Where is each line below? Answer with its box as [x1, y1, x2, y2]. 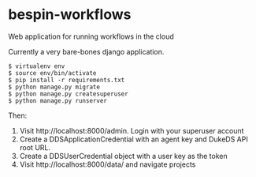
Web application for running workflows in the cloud [8, 32, 175, 41]
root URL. [19, 142, 51, 152]
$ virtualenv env [8, 62, 65, 70]
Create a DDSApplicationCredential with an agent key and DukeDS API [19, 134, 248, 144]
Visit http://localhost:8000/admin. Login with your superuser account [19, 126, 244, 135]
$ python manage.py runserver [8, 96, 108, 104]
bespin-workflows [8, 6, 132, 24]
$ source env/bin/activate [8, 69, 97, 77]
